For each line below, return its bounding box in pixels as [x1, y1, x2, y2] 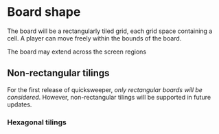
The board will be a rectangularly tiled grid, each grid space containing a [7, 27, 213, 35]
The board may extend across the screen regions [7, 47, 146, 56]
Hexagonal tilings [7, 118, 67, 127]
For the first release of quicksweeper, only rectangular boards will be [7, 85, 203, 93]
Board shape [7, 4, 81, 20]
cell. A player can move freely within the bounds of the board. [7, 34, 182, 42]
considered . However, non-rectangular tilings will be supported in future [7, 93, 211, 101]
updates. [7, 100, 32, 109]
